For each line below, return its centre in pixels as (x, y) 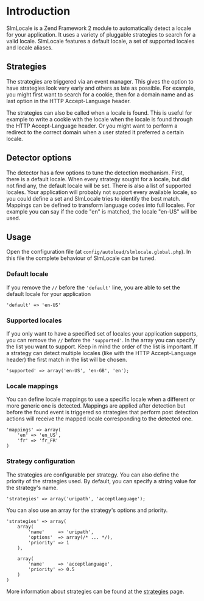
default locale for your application (49, 293)
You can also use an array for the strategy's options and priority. (87, 510)
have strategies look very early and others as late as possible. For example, (101, 88)
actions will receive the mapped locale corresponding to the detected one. (100, 419)
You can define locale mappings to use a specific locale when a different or (101, 399)
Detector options (39, 158)
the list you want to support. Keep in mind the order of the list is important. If (102, 347)
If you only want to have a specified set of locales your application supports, (102, 333)
